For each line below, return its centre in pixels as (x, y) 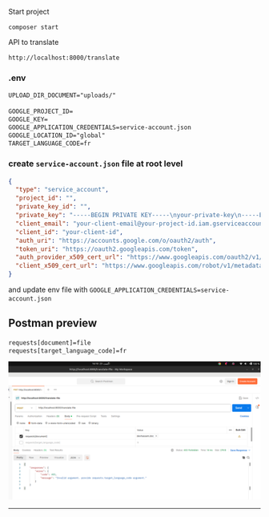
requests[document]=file (50, 343)
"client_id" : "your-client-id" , (70, 232)
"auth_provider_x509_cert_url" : (70, 257)
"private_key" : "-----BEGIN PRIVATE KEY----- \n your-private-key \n (128, 216)
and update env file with (48, 290)
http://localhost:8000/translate (64, 58)
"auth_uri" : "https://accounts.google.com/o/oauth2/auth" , (116, 240)
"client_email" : (42, 224)
